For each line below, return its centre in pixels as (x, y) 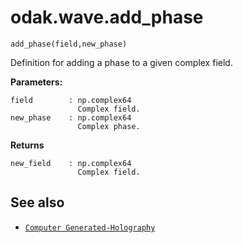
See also (37, 202)
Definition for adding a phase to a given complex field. (121, 62)
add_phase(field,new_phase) (69, 44)
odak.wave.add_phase (107, 17)
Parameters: (36, 82)
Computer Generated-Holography (90, 227)
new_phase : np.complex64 (71, 117)
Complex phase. (109, 126)
